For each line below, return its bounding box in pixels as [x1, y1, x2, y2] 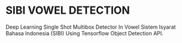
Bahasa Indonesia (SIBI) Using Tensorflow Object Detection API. [5, 29, 164, 36]
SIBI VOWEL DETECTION [5, 4, 130, 17]
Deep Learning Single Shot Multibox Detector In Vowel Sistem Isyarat [5, 23, 176, 30]
